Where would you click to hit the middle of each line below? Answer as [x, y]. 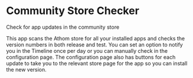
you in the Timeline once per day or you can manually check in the [87, 50]
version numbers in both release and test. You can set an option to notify [94, 45]
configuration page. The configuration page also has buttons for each [91, 57]
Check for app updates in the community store [63, 27]
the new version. [27, 69]
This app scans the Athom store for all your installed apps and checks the [96, 38]
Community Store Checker [73, 11]
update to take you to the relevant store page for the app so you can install [97, 63]
